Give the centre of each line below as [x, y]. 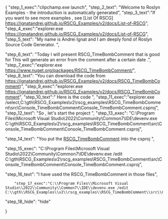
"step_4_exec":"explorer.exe [34, 29]
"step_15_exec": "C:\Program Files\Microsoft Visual [57, 148]
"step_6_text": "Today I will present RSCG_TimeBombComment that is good [82, 54]
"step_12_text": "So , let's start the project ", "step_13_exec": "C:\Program [80, 113]
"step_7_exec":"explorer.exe [34, 65]
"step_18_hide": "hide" [28, 201]
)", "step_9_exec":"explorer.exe [51, 86]
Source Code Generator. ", [32, 44]
